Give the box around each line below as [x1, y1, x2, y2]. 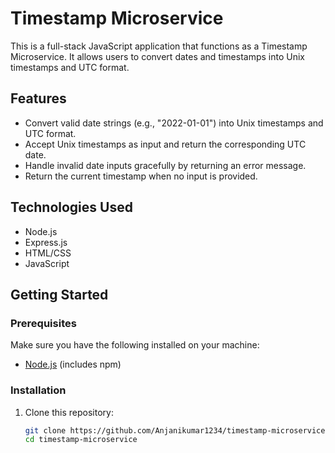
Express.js [24, 236, 68, 248]
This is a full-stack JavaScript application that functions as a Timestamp [10, 40, 308, 52]
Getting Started [10, 286, 109, 303]
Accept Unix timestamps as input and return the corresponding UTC [24, 138, 307, 150]
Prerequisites [10, 316, 77, 330]
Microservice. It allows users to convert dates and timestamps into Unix [10, 50, 306, 62]
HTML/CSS [24, 247, 72, 259]
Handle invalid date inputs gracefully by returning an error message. [24, 159, 307, 171]
